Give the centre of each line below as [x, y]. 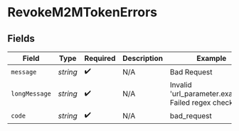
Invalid [181, 85]
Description [143, 58]
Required [100, 58]
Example [212, 58]
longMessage [31, 94]
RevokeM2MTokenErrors [83, 12]
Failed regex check [201, 102]
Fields [21, 39]
